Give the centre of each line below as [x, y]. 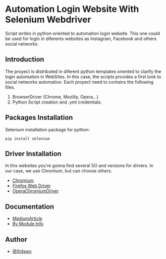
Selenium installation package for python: [48, 129]
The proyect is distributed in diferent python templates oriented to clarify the [83, 71]
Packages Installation [39, 118]
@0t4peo [22, 251]
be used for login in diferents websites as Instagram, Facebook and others [81, 39]
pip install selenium [28, 139]
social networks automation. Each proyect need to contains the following [79, 82]
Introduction [25, 60]
